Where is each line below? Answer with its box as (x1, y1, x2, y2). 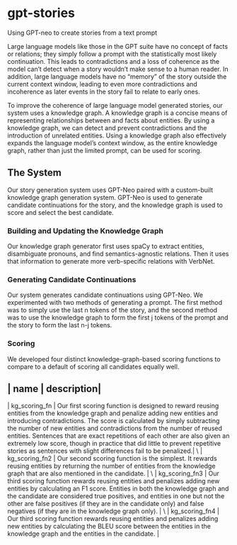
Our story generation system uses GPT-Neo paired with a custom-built (7, 186, 214, 194)
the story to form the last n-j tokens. (7, 321, 112, 330)
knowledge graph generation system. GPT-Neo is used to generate (7, 193, 203, 201)
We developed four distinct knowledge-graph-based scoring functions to (7, 354, 221, 363)
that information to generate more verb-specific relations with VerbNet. (7, 257, 215, 266)
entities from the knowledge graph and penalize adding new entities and (7, 409, 218, 417)
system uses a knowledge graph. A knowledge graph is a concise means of (7, 108, 228, 117)
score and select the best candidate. (7, 208, 115, 217)
